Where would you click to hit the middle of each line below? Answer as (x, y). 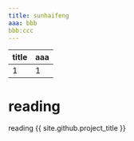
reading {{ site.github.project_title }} (67, 128)
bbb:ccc (21, 30)
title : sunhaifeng (39, 16)
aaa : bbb (23, 23)
